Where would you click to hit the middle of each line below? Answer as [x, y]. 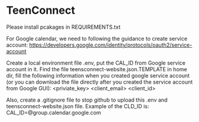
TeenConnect [41, 10]
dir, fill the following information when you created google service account [98, 75]
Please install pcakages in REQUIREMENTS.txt [64, 27]
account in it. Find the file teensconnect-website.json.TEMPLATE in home [97, 69]
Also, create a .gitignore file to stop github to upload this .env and [87, 100]
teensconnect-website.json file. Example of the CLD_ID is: [78, 106]
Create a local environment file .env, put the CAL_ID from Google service [96, 63]
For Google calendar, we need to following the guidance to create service [97, 38]
